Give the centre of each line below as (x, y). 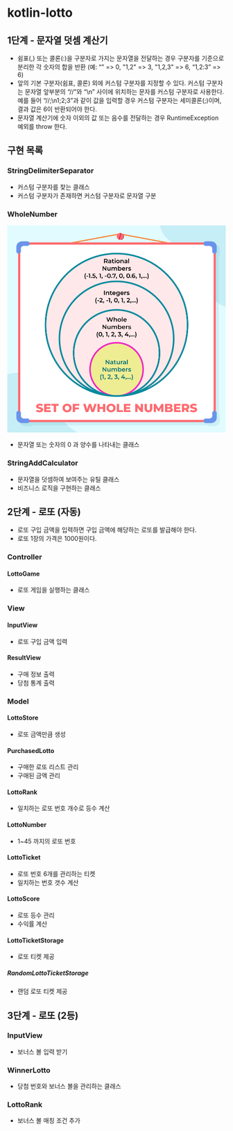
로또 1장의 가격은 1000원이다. (57, 539)
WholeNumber (32, 214)
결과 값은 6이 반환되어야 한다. (57, 109)
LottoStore (23, 718)
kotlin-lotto (40, 13)
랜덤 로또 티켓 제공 (42, 991)
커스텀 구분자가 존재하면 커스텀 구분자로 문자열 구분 (87, 196)
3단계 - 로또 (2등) (43, 1015)
